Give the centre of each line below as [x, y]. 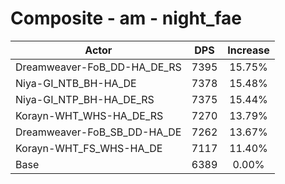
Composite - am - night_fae [126, 18]
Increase [248, 50]
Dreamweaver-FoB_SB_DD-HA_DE [98, 132]
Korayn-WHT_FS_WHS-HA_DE [89, 148]
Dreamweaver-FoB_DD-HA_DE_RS [98, 67]
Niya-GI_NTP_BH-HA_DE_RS [85, 99]
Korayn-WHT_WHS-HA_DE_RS [89, 115]
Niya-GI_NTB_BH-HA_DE [76, 83]
